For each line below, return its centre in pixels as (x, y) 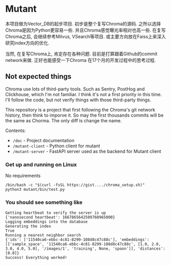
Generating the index (28, 226)
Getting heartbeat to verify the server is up (56, 213)
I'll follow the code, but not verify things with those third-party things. (78, 100)
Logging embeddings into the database (46, 222)
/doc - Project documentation (44, 140)
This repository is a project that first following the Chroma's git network (80, 109)
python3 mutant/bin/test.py (35, 190)
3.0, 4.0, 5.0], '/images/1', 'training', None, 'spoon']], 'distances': (86, 249)
